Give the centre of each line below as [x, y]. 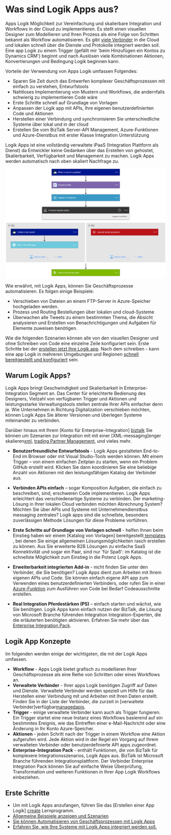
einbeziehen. [26, 777]
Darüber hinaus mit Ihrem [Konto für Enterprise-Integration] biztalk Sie [79, 430]
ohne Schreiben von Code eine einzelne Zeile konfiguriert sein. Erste [77, 343]
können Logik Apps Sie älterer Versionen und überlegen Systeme [74, 415]
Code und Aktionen [33, 113]
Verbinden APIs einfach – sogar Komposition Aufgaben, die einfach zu [87, 487]
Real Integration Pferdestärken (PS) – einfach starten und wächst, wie [87, 603]
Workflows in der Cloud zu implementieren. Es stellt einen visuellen [76, 28]
